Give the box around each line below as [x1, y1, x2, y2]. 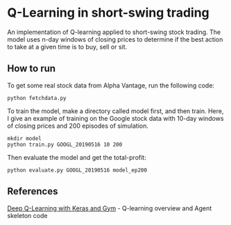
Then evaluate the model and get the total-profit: [7, 153, 147, 161]
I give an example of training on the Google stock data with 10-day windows [7, 114, 224, 122]
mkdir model [7, 135, 42, 142]
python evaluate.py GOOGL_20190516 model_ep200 [7, 167, 148, 174]
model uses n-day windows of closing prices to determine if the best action [7, 35, 223, 43]
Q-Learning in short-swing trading [7, 5, 209, 21]
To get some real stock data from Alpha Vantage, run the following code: [7, 81, 215, 90]
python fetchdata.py [7, 94, 67, 101]
